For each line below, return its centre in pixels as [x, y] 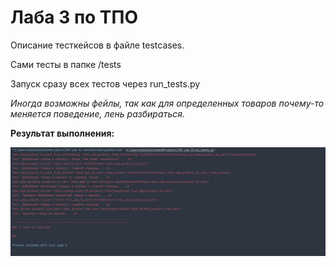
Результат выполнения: [62, 133]
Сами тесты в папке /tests [66, 64]
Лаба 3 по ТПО [74, 17]
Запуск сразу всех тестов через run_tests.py [105, 83]
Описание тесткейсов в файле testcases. [97, 45]
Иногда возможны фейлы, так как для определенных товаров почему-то [167, 103]
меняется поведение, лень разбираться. [97, 113]
